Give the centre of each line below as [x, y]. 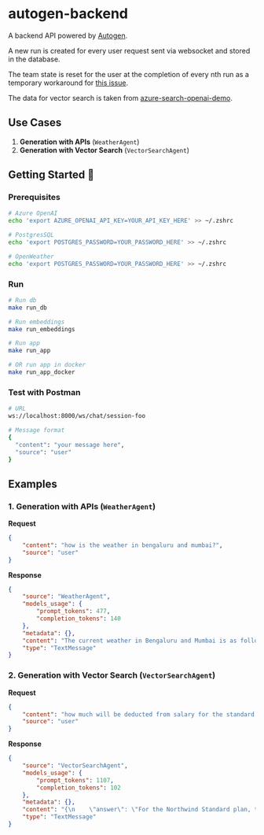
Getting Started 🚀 [51, 175]
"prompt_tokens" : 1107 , [75, 780]
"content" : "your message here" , [70, 445]
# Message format [37, 430]
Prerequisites [34, 198]
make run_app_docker [42, 372]
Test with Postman [44, 392]
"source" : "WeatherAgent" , [66, 597]
